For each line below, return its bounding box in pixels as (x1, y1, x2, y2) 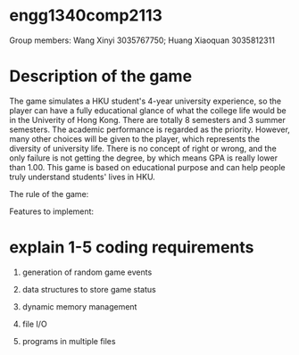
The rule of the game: (9, 188, 89, 199)
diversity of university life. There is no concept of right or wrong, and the (9, 143, 277, 153)
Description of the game (9, 66, 193, 87)
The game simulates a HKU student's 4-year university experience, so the (9, 95, 282, 106)
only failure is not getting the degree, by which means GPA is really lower (9, 153, 278, 163)
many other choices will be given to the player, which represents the (9, 133, 261, 144)
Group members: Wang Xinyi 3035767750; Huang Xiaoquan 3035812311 (9, 35, 275, 45)
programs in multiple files (21, 335, 116, 346)
